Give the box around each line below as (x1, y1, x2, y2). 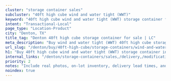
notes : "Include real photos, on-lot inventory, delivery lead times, (5, 63, 158, 68)
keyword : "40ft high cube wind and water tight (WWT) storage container (5, 17, 163, 22)
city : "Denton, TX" (5, 31, 47, 36)
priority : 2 (5, 59, 31, 64)
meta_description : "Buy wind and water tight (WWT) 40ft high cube (5, 40, 152, 45)
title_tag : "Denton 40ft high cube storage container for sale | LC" (5, 36, 156, 41)
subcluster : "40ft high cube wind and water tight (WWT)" (5, 12, 131, 17)
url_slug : (5, 45, 26, 50)
